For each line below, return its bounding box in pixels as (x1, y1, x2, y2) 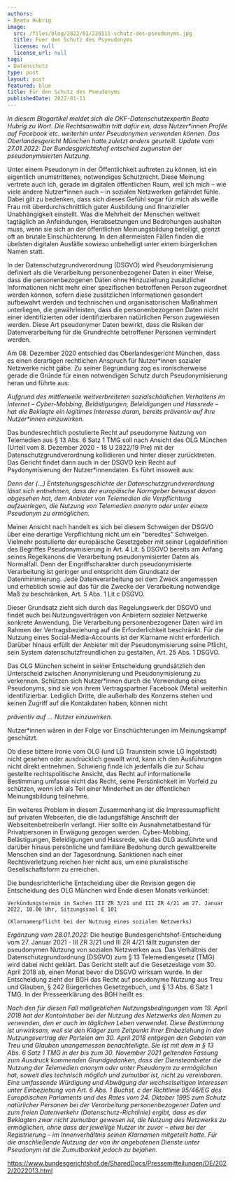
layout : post (7, 75, 45, 83)
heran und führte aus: (7, 379, 70, 387)
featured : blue (7, 82, 52, 89)
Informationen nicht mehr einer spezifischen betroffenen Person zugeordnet (7, 283, 227, 291)
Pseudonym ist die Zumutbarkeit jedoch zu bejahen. (7, 1145, 158, 1154)
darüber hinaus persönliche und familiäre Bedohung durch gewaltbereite (7, 843, 217, 851)
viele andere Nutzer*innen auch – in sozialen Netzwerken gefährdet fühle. (7, 187, 220, 196)
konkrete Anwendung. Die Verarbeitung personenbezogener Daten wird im (7, 618, 222, 627)
